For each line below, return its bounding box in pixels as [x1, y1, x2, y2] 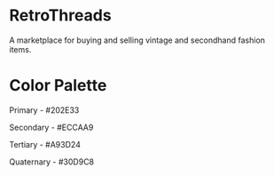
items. [9, 44, 32, 54]
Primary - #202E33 [9, 104, 80, 116]
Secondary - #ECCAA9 [9, 122, 94, 132]
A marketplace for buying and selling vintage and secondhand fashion [9, 35, 266, 45]
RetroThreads [9, 5, 113, 26]
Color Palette [9, 76, 107, 96]
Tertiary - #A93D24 [9, 139, 82, 149]
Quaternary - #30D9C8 [9, 156, 95, 167]
